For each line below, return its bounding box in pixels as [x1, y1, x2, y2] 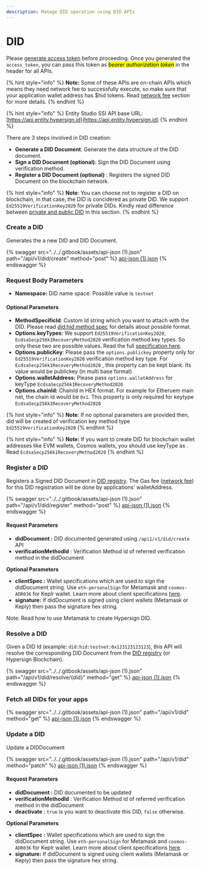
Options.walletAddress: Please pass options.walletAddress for [14, 374, 173, 382]
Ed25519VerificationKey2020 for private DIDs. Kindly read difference [6, 202, 174, 209]
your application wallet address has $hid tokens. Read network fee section [6, 91, 190, 99]
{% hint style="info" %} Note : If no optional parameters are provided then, [6, 412, 190, 419]
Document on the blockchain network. [14, 178, 109, 185]
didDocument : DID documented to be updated [14, 788, 132, 796]
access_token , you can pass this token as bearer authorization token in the [6, 61, 190, 68]
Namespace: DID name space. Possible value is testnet [14, 290, 154, 297]
